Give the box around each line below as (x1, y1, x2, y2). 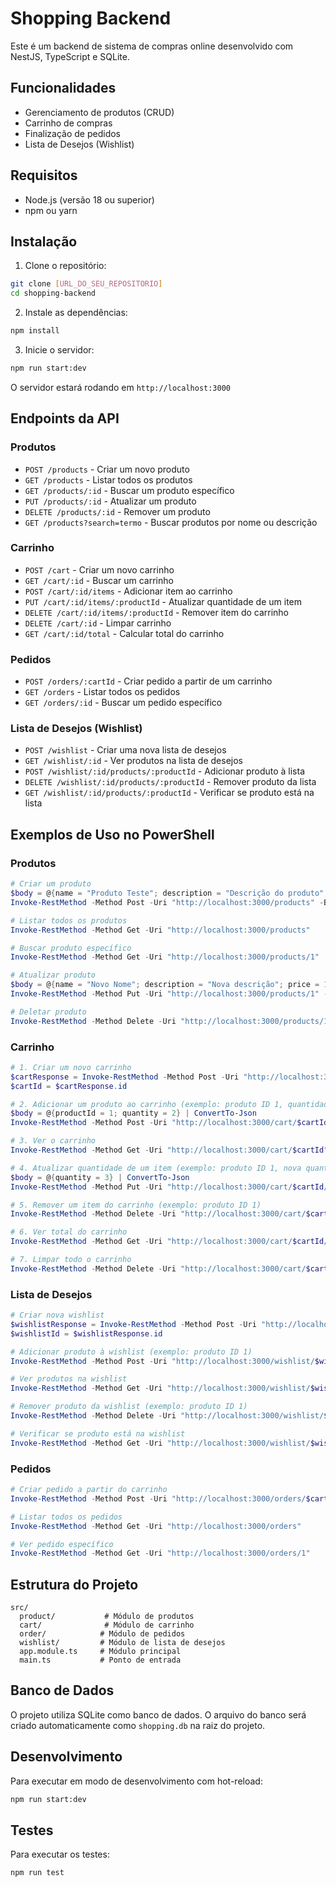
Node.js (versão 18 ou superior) (24, 193, 155, 206)
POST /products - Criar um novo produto (24, 463, 190, 475)
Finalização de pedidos (24, 127, 122, 139)
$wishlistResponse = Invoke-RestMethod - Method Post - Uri (10, 1319, 257, 1329)
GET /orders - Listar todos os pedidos (24, 686, 181, 698)
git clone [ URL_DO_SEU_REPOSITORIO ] (10, 279, 163, 289)
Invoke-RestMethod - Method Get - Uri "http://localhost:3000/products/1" (10, 952, 320, 962)
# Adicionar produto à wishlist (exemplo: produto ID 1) (10, 1347, 253, 1357)
